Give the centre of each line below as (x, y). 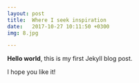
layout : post (26, 13)
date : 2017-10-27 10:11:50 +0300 (58, 26)
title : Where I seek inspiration (57, 20)
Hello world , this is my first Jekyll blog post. (70, 59)
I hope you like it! (31, 72)
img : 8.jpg (23, 33)
